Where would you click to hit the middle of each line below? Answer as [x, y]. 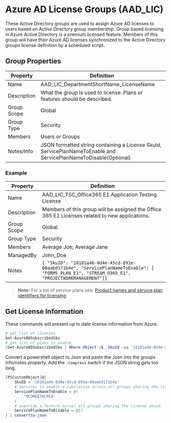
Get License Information [44, 312]
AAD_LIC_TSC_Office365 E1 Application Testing [99, 195]
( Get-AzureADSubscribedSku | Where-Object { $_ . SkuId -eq [67, 347]
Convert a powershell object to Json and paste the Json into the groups [80, 357]
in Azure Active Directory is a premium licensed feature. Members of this [81, 34]
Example [16, 173]
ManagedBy [22, 255]
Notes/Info [21, 151]
